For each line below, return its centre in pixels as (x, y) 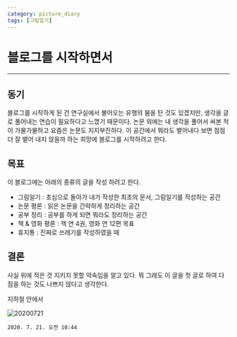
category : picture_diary (44, 14)
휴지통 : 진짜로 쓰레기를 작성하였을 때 (68, 232)
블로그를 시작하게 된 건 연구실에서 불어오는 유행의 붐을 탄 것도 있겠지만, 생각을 (115, 113)
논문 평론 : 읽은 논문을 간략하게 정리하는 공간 (79, 206)
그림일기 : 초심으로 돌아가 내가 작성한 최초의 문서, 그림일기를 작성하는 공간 (119, 197)
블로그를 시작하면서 (60, 58)
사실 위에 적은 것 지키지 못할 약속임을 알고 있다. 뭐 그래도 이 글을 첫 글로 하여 (112, 275)
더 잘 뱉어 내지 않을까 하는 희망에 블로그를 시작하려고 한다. (87, 139)
